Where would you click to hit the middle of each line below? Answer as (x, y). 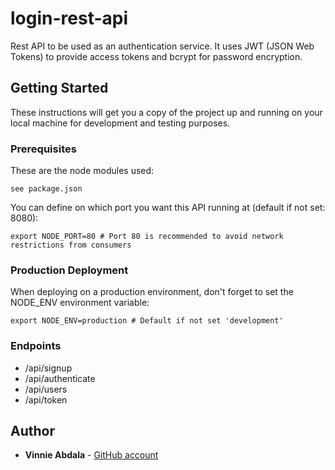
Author (32, 431)
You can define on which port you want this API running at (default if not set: (168, 208)
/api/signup (48, 368)
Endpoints (36, 346)
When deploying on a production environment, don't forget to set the (152, 292)
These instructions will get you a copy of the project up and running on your (166, 112)
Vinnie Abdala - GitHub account (91, 455)
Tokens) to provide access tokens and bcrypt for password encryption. (156, 56)
